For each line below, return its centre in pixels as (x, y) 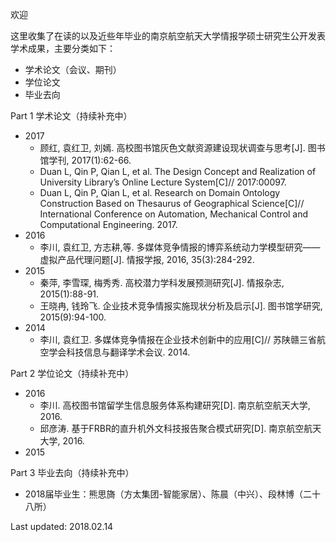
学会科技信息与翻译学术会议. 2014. (119, 352)
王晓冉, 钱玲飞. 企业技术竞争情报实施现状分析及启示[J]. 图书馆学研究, (181, 306)
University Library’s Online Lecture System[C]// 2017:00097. (163, 182)
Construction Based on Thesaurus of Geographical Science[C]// (172, 203)
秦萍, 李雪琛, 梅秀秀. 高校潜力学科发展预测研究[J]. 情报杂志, (162, 282)
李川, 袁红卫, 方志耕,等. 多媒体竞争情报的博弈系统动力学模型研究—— (180, 247)
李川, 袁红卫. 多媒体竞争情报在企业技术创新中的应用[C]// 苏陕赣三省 (178, 339)
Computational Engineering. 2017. (108, 224)
